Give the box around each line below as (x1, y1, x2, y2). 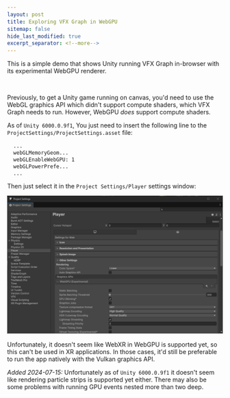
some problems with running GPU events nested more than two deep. (7, 382, 204, 390)
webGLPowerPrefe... (13, 163, 69, 171)
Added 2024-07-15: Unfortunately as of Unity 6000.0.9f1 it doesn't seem (7, 368, 215, 376)
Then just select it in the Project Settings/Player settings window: (7, 182, 196, 190)
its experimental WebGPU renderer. (7, 67, 107, 75)
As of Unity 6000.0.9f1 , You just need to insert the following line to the (7, 121, 207, 129)
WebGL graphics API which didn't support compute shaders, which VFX (7, 101, 210, 109)
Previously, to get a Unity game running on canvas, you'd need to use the (7, 93, 214, 102)
